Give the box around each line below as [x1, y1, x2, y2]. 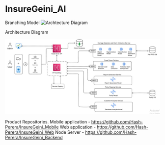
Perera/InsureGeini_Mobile [5, 124, 59, 130]
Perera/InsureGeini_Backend [5, 135, 63, 141]
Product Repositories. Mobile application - [5, 119, 90, 125]
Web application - [59, 124, 96, 130]
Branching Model [5, 20, 40, 25]
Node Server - [55, 129, 84, 135]
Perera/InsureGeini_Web [5, 129, 55, 135]
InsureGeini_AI [5, 3, 66, 15]
